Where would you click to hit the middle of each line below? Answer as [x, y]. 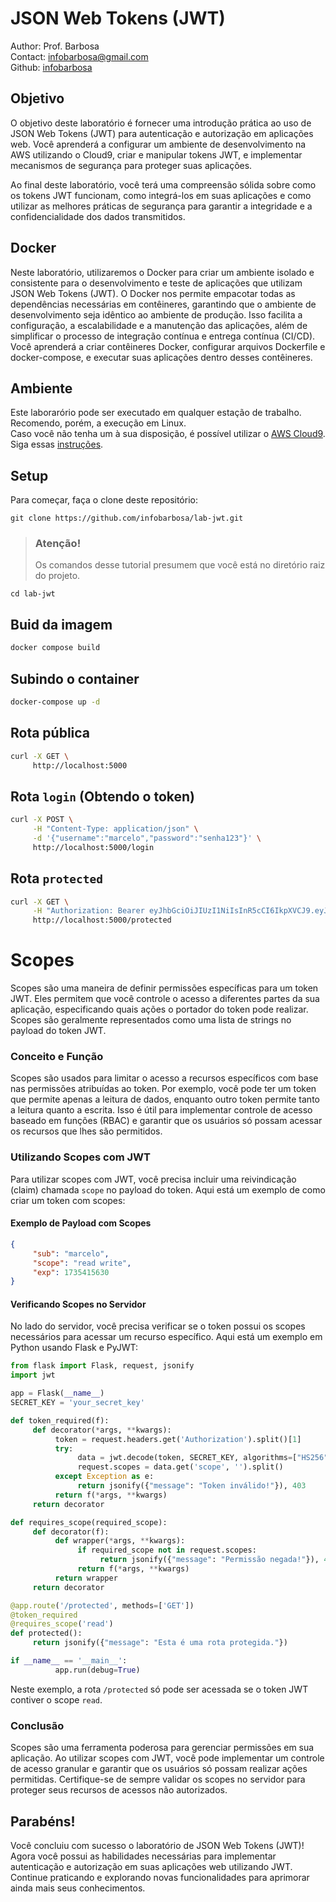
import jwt [33, 1375]
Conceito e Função [57, 1057]
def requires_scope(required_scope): [89, 1522]
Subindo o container [75, 678]
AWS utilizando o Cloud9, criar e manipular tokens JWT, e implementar [156, 154]
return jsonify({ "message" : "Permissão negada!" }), [209, 1560]
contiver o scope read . [56, 1699]
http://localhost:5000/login [93, 847]
